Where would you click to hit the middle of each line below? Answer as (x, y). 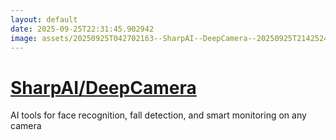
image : (24, 38)
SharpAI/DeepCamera (103, 87)
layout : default (44, 19)
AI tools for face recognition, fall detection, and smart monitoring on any (158, 115)
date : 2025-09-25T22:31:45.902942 (82, 29)
